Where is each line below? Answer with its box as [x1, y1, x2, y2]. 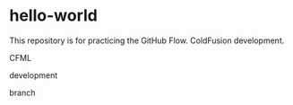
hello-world [9, 5, 99, 26]
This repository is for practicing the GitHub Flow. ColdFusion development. [9, 35, 285, 46]
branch [9, 87, 36, 98]
